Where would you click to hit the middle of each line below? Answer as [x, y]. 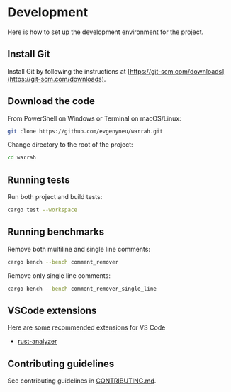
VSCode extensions [52, 310]
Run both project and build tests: [55, 197]
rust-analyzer [37, 342]
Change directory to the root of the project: [70, 145]
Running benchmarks [56, 232]
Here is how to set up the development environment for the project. [106, 32]
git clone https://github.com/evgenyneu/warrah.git [85, 131]
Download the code [51, 101]
